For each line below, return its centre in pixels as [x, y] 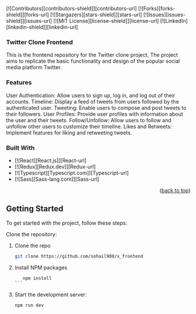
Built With [20, 147]
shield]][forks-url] [27, 15]
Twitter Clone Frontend [39, 42]
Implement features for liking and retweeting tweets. [69, 132]
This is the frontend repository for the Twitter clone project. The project [92, 55]
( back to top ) [175, 190]
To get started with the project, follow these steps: [67, 223]
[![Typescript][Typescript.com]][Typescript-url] [71, 172]
